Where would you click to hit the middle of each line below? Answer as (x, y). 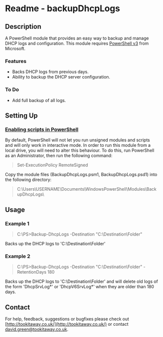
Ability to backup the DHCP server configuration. (61, 77)
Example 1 (17, 223)
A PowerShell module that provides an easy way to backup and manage (77, 38)
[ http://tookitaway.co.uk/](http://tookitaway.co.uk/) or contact (67, 324)
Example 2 (18, 256)
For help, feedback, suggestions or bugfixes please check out (67, 319)
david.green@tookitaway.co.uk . (37, 329)
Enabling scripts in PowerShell (42, 129)
